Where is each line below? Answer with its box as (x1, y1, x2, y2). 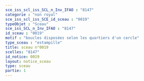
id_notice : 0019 (5, 54, 40, 59)
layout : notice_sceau (5, 59, 51, 64)
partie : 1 (5, 68, 26, 73)
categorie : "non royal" (5, 12, 58, 17)
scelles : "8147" (5, 49, 40, 54)
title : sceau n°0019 (5, 45, 49, 50)
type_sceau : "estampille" (5, 40, 62, 45)
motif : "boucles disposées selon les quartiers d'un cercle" (5, 36, 139, 41)
